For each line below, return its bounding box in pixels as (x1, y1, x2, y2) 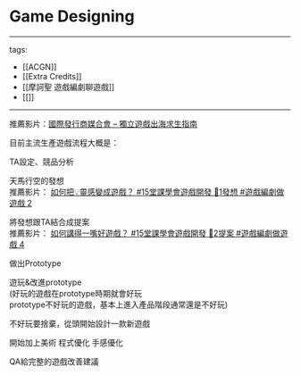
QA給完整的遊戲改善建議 (9, 355, 99, 367)
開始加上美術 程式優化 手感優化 (9, 337, 123, 347)
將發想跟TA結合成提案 (9, 216, 90, 227)
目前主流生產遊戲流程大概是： (9, 137, 119, 148)
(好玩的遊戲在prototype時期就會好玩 (9, 287, 143, 298)
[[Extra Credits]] (21, 71, 82, 81)
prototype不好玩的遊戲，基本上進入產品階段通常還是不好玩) (9, 299, 229, 310)
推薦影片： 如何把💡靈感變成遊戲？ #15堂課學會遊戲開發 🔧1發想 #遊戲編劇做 (9, 186, 285, 197)
